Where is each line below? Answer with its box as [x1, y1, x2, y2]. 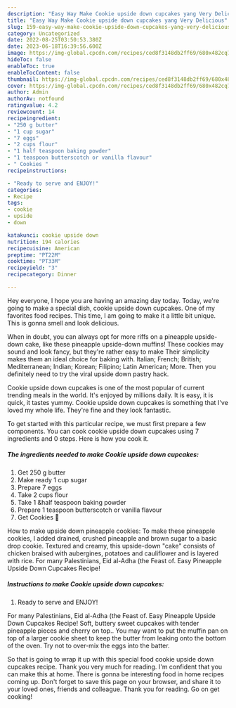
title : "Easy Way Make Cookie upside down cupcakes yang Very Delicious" [7, 17, 228, 24]
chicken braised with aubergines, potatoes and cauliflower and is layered [7, 549, 219, 558]
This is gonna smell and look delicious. [7, 318, 119, 327]
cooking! [7, 692, 33, 700]
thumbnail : [7, 75, 39, 83]
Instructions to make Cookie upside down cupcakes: [7, 580, 164, 588]
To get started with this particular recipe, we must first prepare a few [7, 419, 206, 427]
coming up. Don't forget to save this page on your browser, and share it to [7, 677, 221, 686]
